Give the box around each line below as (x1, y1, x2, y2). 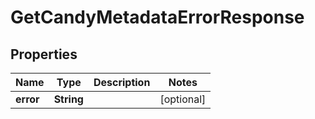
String (53, 92, 84, 106)
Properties (10, 46, 78, 63)
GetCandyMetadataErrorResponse (10, 6, 305, 29)
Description (93, 76, 151, 89)
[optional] (159, 92, 207, 106)
